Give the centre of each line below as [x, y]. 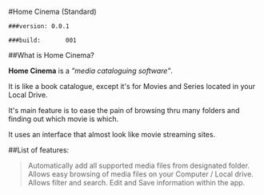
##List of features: [39, 150]
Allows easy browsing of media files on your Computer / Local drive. [140, 174]
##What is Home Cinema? [51, 55]
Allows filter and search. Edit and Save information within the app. [136, 183]
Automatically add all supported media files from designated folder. [139, 165]
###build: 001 [43, 40]
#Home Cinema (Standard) [53, 12]
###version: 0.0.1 [39, 26]
